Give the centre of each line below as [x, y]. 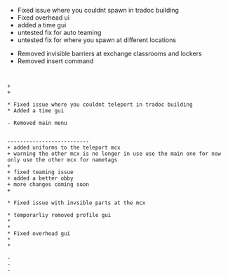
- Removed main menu [38, 123]
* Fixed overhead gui [39, 234]
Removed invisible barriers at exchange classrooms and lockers [109, 53]
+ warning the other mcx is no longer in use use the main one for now [114, 154]
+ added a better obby [40, 178]
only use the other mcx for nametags [62, 160]
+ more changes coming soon [48, 185]
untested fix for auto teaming [59, 32]
